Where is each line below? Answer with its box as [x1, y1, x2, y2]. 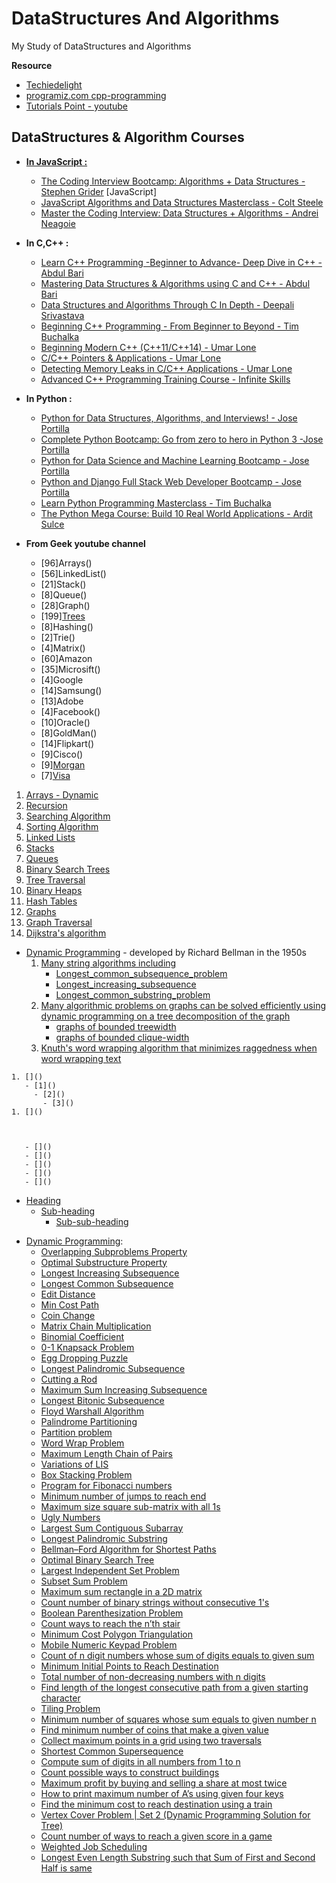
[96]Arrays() [40, 557, 93, 569]
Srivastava [40, 309, 85, 321]
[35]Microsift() [40, 663, 101, 675]
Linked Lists [25, 831, 76, 843]
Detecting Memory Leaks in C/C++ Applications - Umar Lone [40, 362, 293, 374]
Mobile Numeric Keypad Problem [40, 1638, 178, 1651]
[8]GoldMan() [40, 727, 98, 739]
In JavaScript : [25, 155, 88, 167]
